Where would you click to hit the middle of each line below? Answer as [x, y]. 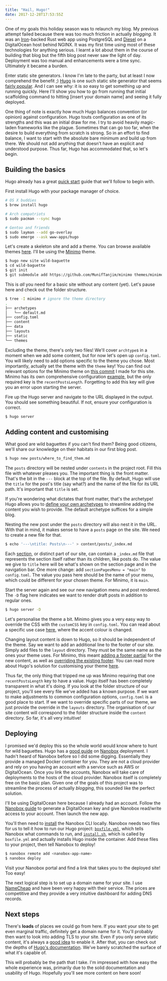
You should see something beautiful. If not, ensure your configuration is [79, 402]
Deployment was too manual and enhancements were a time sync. [73, 60]
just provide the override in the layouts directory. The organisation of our [80, 707]
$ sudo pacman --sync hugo [33, 218]
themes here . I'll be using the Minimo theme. [51, 252]
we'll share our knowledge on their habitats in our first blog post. [71, 449]
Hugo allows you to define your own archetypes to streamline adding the [80, 504]
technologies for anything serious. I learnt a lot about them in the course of [82, 50]
